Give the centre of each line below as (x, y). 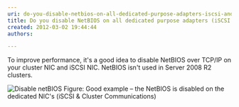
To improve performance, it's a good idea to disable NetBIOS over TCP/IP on (119, 60)
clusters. (20, 75)
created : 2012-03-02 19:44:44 (52, 27)
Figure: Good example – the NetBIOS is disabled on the (144, 89)
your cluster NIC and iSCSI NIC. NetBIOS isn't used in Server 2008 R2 (110, 67)
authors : (20, 34)
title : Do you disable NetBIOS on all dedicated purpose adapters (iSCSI (119, 21)
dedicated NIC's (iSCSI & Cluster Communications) (82, 96)
